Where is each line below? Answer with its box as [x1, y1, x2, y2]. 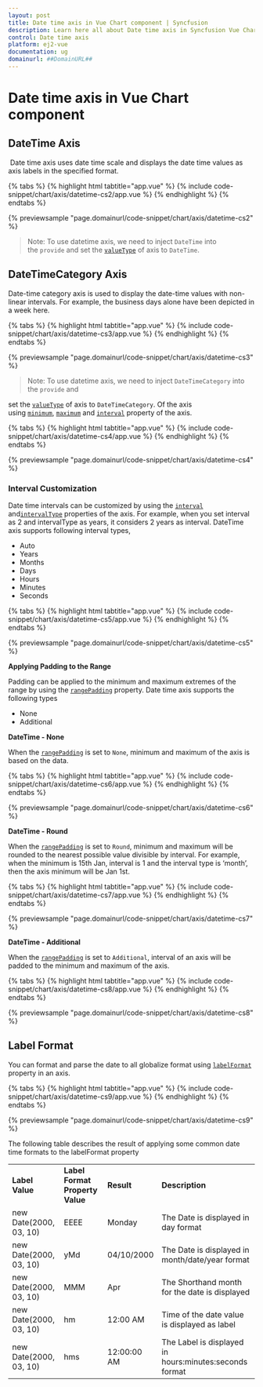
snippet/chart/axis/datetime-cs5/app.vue [8, 614, 141, 624]
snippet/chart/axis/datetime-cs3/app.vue [8, 329, 141, 338]
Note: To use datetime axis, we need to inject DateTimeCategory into [27, 376, 245, 385]
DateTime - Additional [8, 937, 81, 947]
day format [161, 1221, 202, 1232]
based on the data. [8, 755, 69, 765]
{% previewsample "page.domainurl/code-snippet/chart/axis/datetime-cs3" [8, 352, 254, 362]
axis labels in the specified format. [8, 166, 119, 175]
